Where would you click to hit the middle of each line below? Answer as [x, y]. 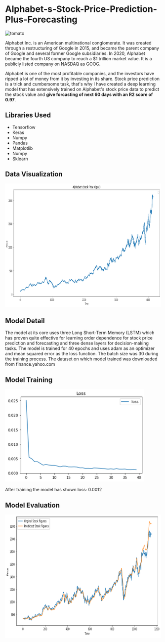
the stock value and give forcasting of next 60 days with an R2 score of [79, 94]
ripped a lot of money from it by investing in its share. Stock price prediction [82, 79]
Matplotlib [22, 148]
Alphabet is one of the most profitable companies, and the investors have [80, 73]
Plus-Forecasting [41, 20]
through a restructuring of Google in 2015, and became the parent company [82, 48]
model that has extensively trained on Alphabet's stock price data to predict [82, 89]
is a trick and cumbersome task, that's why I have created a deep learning [80, 84]
